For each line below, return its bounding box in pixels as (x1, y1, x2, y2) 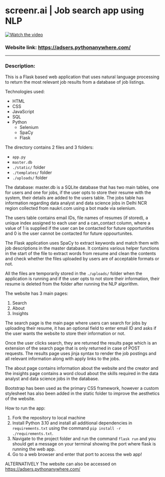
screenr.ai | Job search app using (5, 5, 144, 16)
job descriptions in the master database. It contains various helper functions (5, 245, 160, 251)
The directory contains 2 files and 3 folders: (5, 144, 94, 150)
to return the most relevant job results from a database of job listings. (5, 79, 145, 85)
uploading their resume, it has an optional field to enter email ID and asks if (5, 325, 157, 331)
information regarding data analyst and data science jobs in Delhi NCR (5, 200, 147, 206)
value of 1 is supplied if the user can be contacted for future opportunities (5, 225, 154, 231)
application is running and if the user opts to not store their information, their (5, 276, 160, 282)
